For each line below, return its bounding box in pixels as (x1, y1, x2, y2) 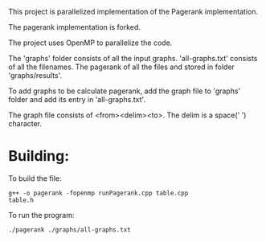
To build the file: (8, 173, 62, 183)
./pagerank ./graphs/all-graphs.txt (8, 225, 131, 234)
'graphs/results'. (8, 71, 63, 80)
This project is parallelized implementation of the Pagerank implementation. (8, 7, 259, 16)
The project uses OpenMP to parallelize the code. (8, 38, 173, 47)
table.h (8, 196, 35, 204)
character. (8, 119, 43, 128)
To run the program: (8, 210, 75, 219)
